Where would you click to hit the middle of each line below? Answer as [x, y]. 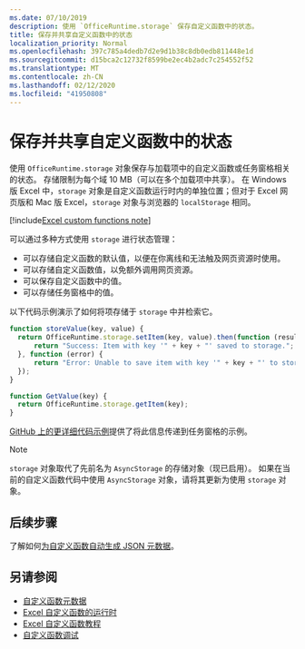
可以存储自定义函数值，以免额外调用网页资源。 [110, 270]
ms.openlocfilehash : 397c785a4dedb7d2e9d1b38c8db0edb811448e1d [132, 52]
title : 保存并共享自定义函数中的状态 [71, 34]
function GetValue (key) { [58, 396]
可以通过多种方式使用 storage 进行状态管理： [93, 239]
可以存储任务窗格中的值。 [70, 292]
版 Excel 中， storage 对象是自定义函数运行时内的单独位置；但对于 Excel [144, 191]
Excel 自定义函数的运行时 [70, 612]
